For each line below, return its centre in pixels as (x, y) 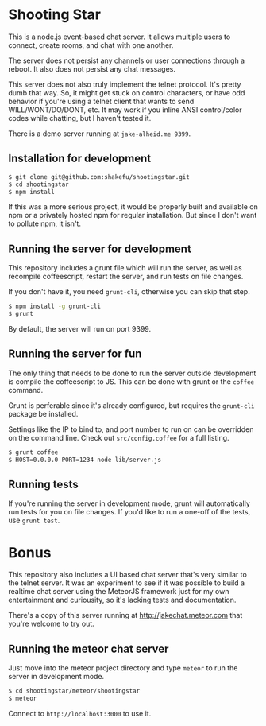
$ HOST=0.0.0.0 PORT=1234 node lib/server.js (85, 460)
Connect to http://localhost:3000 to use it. (80, 713)
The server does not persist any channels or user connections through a (126, 60)
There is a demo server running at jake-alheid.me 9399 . (100, 134)
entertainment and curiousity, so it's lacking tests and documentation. (122, 600)
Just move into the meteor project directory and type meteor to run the (123, 668)
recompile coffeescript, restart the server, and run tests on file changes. (126, 277)
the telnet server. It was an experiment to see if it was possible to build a (126, 583)
